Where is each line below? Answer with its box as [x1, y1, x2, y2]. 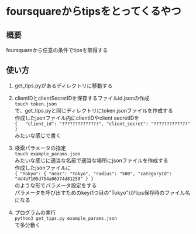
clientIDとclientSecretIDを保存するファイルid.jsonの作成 [14, 94, 150, 101]
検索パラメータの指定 [14, 144, 66, 151]
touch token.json [14, 101, 57, 107]
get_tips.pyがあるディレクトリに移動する [14, 82, 113, 89]
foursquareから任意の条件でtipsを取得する [6, 47, 108, 53]
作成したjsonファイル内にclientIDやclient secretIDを [14, 114, 139, 121]
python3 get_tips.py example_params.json [14, 215, 117, 221]
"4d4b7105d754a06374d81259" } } [14, 176, 94, 182]
